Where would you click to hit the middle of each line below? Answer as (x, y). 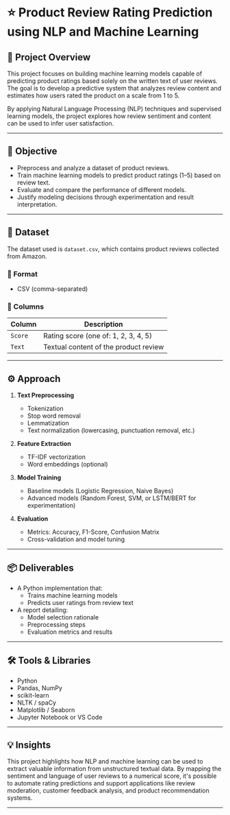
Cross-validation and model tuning (76, 539)
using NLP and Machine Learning (103, 32)
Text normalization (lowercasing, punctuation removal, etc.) (111, 430)
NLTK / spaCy (37, 702)
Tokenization (45, 409)
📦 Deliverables (40, 568)
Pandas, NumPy (40, 688)
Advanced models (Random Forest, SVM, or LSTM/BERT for (112, 498)
